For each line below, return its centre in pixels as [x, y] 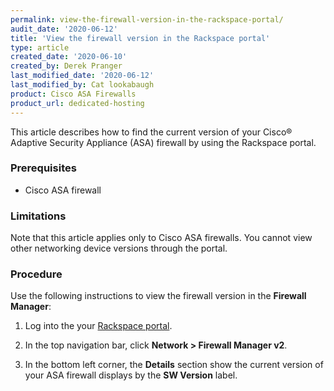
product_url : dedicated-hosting [77, 103]
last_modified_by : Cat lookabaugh [82, 85]
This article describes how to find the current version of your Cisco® [151, 132]
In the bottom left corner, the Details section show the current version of [174, 365]
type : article [40, 47]
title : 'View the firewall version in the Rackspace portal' [140, 38]
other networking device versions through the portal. [119, 248]
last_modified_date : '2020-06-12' [82, 76]
